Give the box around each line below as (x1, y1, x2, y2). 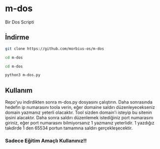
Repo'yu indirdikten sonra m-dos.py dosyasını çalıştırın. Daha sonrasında (5, 99, 153, 105)
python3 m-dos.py (5, 73, 41, 78)
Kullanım (5, 86, 33, 94)
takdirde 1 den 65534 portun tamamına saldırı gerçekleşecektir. (5, 125, 133, 131)
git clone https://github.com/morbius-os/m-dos (5, 46, 105, 51)
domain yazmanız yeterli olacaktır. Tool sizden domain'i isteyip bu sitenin (5, 109, 152, 115)
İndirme (5, 33, 29, 42)
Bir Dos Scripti (5, 19, 34, 25)
